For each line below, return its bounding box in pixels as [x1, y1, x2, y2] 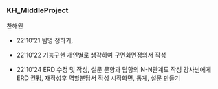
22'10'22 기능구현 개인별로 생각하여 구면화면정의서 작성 [16, 51, 166, 60]
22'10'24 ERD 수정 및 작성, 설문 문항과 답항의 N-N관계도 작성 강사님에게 [16, 66, 211, 74]
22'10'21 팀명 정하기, [16, 36, 74, 44]
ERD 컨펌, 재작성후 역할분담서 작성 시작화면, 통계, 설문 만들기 [16, 74, 181, 82]
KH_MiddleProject [6, 5, 69, 15]
